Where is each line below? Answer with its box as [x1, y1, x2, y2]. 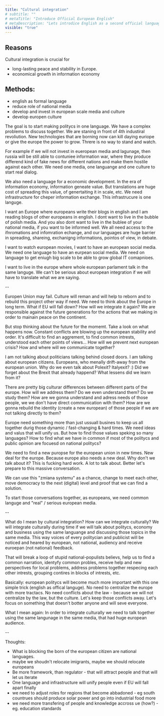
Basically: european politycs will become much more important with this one [5, 579, 159, 585]
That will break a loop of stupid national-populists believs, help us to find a [5, 554, 155, 560]
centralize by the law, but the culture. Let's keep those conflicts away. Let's [5, 595, 157, 601]
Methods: [5, 85, 35, 93]
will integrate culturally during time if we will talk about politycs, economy [5, 524, 153, 530]
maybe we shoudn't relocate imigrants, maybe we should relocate [12, 658, 145, 665]
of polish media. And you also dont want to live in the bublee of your [5, 219, 143, 225]
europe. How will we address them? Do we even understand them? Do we [5, 389, 154, 395]
